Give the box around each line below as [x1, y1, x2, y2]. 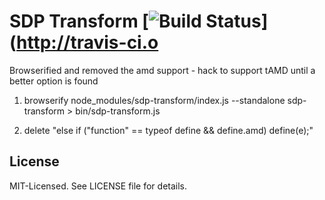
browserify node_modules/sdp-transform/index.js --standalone [23, 94, 286, 106]
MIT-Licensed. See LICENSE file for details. [9, 180, 188, 192]
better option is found [9, 75, 99, 87]
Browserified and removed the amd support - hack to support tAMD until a [9, 64, 316, 76]
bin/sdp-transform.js [75, 105, 161, 117]
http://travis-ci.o [16, 31, 159, 54]
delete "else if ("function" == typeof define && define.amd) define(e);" [23, 124, 314, 136]
